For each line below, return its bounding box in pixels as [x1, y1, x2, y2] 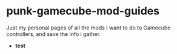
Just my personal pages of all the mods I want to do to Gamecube [6, 24, 171, 31]
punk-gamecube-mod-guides [6, 4, 159, 18]
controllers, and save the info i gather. [6, 30, 101, 37]
